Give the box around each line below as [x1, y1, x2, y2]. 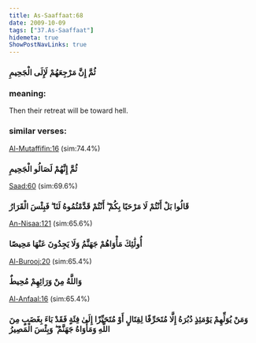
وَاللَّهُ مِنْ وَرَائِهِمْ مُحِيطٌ [9, 276, 82, 287]
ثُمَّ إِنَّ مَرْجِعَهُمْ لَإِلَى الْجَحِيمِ [9, 67, 97, 78]
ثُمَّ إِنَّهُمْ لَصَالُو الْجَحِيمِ [9, 163, 78, 174]
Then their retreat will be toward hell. [9, 106, 128, 115]
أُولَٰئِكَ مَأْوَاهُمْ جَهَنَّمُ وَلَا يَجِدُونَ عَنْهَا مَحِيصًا [9, 238, 143, 249]
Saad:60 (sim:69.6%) [9, 181, 78, 190]
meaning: [9, 88, 46, 99]
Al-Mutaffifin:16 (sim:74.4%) [9, 144, 101, 153]
